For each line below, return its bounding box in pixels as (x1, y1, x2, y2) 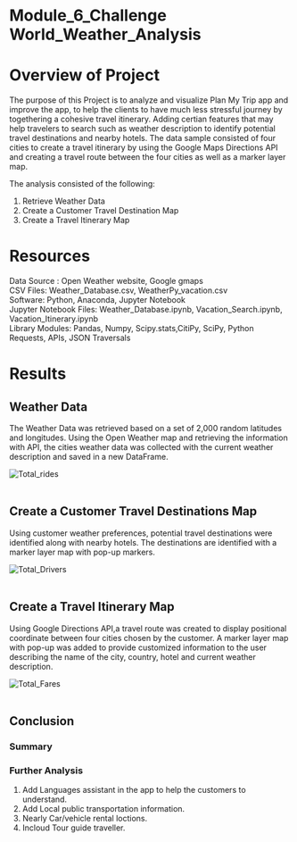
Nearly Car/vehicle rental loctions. (21, 813, 148, 824)
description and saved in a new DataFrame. (9, 452, 169, 463)
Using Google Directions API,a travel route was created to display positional (9, 622, 287, 634)
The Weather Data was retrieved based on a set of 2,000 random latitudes (9, 423, 283, 434)
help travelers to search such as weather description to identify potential (9, 123, 276, 134)
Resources (9, 246, 91, 266)
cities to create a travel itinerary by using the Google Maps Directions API (9, 142, 278, 153)
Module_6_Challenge (9, 5, 167, 26)
